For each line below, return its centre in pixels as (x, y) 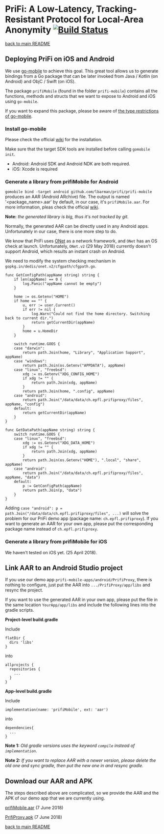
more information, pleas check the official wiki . (52, 207)
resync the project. (24, 590)
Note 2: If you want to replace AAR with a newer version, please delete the (81, 760)
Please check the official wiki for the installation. (54, 140)
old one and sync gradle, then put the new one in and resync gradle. (74, 766)
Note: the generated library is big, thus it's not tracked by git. (67, 217)
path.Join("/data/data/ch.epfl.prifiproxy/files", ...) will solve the (77, 513)
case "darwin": (29, 348)
